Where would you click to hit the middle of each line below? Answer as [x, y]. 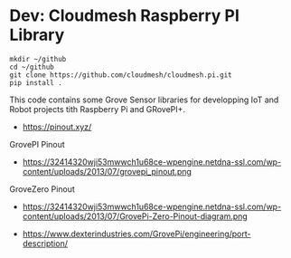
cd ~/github [32, 67]
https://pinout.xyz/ [57, 127]
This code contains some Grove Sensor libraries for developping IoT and [144, 100]
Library [37, 35]
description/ [45, 243]
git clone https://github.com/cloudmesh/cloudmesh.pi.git [121, 75]
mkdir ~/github [38, 59]
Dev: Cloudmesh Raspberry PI [124, 16]
